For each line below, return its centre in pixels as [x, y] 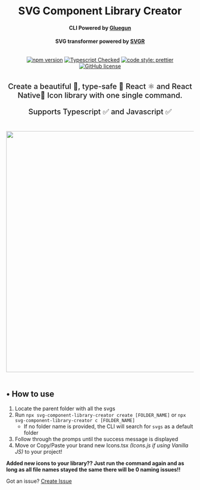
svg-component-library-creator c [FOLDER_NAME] [75, 420]
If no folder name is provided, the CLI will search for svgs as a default [108, 426]
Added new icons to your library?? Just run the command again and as [95, 463]
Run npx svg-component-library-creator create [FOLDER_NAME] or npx [100, 414]
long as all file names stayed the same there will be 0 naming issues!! [93, 469]
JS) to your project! [38, 451]
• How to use [30, 394]
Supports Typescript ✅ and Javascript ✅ [100, 112]
